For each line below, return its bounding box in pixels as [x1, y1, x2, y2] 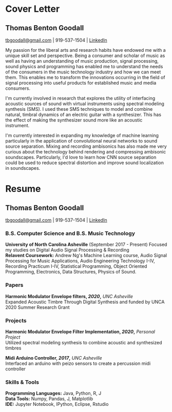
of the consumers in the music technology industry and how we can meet [5, 69, 161, 75]
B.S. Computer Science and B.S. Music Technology [5, 229, 135, 237]
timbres [5, 345, 22, 351]
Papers [5, 282, 24, 289]
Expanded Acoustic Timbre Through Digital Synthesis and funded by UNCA [5, 299, 165, 305]
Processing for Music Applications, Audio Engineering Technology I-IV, [5, 258, 155, 264]
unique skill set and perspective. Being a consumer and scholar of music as [5, 52, 165, 58]
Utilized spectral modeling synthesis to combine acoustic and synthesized [5, 339, 162, 345]
